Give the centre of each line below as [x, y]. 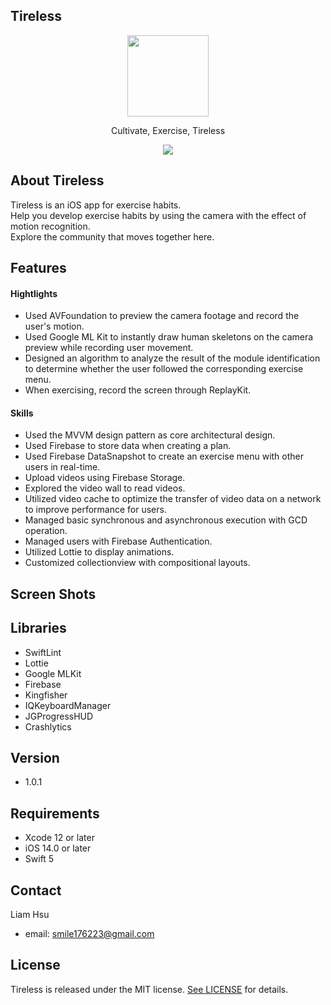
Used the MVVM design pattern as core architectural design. [150, 435]
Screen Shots [53, 594]
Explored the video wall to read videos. [105, 488]
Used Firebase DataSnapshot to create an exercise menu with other [164, 456]
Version [35, 758]
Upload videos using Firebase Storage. [105, 478]
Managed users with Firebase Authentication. [118, 541]
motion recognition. [50, 226]
